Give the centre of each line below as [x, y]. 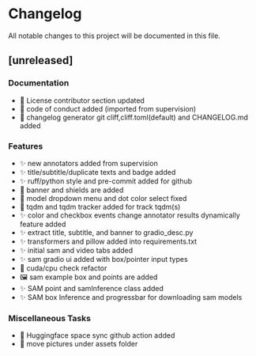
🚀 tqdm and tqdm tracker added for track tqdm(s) [100, 206]
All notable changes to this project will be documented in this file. [115, 36]
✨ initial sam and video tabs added [76, 250]
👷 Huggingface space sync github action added [97, 335]
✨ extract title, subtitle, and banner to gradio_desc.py [106, 232]
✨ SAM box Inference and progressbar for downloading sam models [131, 297]
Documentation [39, 83]
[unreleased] [41, 61]
